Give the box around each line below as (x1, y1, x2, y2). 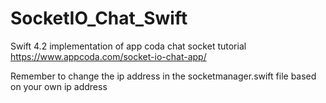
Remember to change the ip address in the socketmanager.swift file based (10, 70, 317, 82)
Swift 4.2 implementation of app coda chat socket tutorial (10, 40, 247, 52)
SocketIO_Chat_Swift (10, 7, 188, 30)
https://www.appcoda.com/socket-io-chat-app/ (10, 50, 207, 62)
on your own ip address (10, 80, 108, 92)
